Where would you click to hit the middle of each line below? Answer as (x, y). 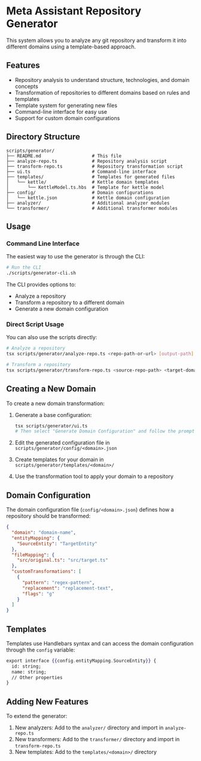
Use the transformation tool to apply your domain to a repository (94, 476)
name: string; (29, 672)
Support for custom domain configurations (67, 118)
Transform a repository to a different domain (69, 302)
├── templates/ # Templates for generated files (91, 177)
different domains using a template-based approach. (71, 47)
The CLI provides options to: (41, 284)
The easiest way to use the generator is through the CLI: (76, 257)
